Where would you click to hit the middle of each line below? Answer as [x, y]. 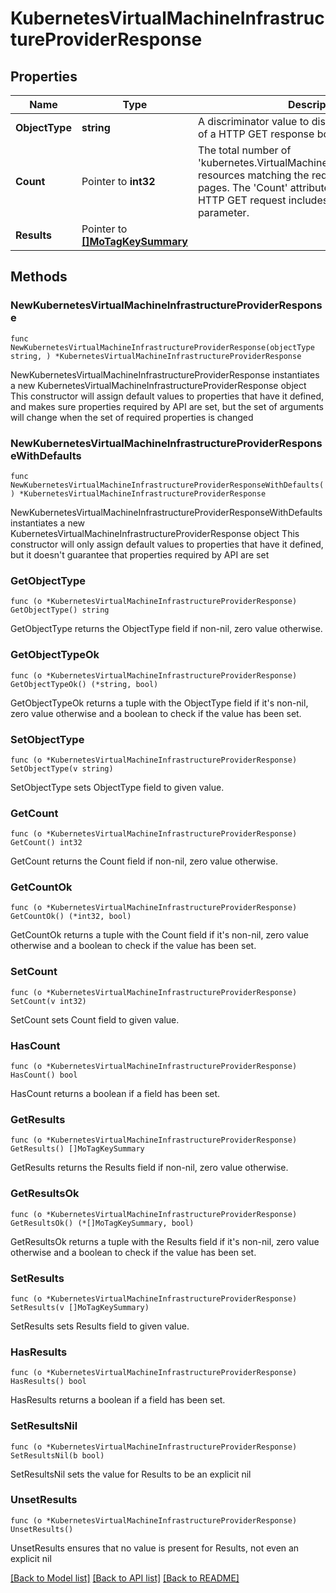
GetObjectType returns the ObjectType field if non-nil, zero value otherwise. [166, 629]
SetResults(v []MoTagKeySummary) [80, 1307]
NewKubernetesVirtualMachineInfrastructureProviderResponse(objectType [162, 347]
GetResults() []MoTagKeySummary [77, 1149]
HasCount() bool [44, 1075]
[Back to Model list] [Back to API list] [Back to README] [125, 1578]
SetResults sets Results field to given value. [100, 1326]
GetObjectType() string [60, 610]
